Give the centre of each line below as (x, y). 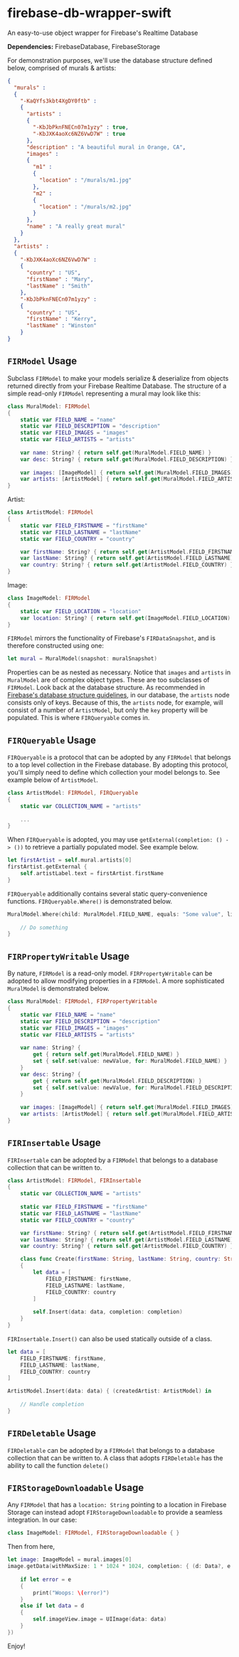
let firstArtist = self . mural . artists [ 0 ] (70, 860)
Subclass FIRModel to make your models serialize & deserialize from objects (118, 378)
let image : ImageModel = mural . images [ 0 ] (70, 1560)
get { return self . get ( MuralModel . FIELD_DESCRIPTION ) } (117, 1081)
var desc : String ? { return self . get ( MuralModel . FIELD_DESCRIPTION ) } (127, 459)
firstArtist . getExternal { (47, 867)
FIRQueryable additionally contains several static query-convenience (107, 894)
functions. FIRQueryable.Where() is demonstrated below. (90, 901)
